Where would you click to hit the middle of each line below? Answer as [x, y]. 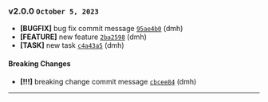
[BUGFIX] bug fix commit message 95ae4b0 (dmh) [101, 29]
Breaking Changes [39, 63]
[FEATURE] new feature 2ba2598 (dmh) [83, 37]
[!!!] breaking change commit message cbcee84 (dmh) [108, 81]
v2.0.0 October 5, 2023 [54, 11]
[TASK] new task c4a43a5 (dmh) [72, 45]
